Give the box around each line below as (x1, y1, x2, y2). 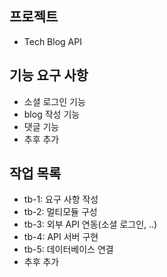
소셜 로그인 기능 (23, 95, 86, 107)
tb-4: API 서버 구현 (23, 231, 99, 243)
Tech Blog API (23, 35, 82, 47)
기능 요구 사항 (9, 67, 89, 84)
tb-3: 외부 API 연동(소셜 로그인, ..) (23, 218, 158, 231)
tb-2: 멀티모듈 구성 (23, 206, 98, 218)
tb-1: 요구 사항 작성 (23, 193, 99, 206)
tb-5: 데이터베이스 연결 (23, 243, 114, 256)
